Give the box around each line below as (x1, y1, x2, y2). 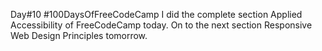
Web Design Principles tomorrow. (10, 30, 148, 41)
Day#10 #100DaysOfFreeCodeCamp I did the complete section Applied (10, 9, 303, 20)
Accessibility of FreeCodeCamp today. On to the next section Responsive (10, 19, 313, 31)
